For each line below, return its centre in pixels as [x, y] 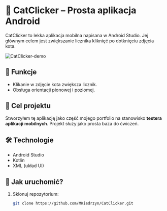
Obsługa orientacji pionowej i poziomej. [54, 90]
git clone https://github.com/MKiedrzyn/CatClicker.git [73, 203]
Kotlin [19, 161]
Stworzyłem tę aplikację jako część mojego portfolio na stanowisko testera [84, 118]
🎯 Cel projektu [28, 106]
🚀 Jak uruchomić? [34, 182]
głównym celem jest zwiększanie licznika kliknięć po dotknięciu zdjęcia [80, 41]
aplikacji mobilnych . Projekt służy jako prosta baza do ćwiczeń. [72, 123]
